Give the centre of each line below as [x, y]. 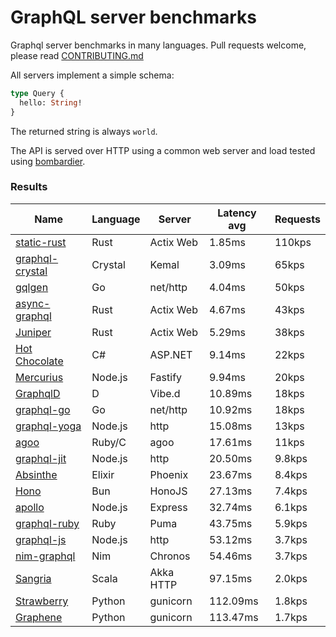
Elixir [103, 474]
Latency [237, 213]
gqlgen [32, 287]
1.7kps [291, 617]
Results [29, 187]
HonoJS [168, 491]
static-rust [41, 242]
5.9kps [291, 523]
